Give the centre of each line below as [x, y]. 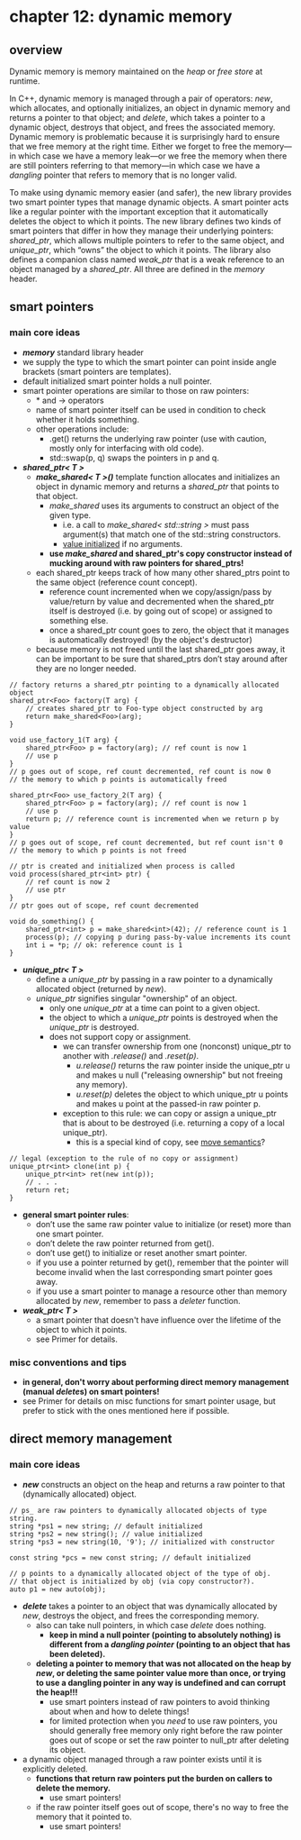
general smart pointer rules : [75, 1215]
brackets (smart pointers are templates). [97, 371]
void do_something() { [52, 921]
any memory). [102, 1084]
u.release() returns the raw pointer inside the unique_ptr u [183, 1065]
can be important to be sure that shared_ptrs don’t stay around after [161, 659]
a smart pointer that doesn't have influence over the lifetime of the [158, 1320]
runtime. [25, 81]
